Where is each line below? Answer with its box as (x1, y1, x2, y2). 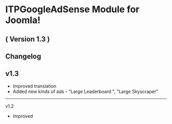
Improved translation (12, 83, 57, 89)
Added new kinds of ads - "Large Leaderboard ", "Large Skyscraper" (12, 88, 159, 94)
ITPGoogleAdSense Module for (5, 4, 140, 15)
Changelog (5, 52, 41, 61)
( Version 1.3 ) (5, 35, 50, 43)
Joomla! (5, 14, 41, 26)
